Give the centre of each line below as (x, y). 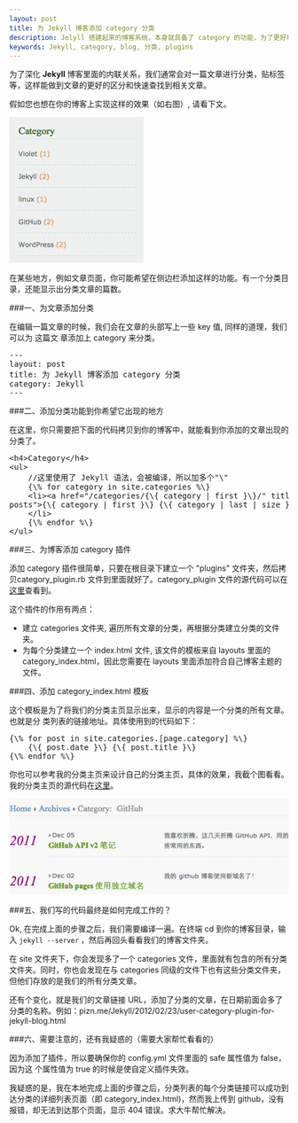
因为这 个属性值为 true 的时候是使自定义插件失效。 (102, 1069)
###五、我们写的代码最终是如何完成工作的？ (90, 910)
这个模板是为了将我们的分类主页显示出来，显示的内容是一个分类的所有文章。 (149, 710)
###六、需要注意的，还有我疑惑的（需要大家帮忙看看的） (114, 1039)
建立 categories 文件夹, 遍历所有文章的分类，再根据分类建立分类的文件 (151, 628)
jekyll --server (49, 941)
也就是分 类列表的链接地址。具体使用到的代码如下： (103, 721)
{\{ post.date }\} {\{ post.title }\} (112, 748)
